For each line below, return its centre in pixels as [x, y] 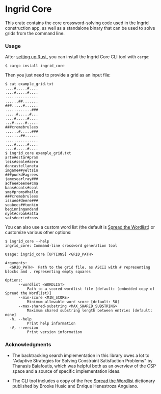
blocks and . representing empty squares [48, 272]
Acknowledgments [28, 345]
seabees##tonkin [22, 205]
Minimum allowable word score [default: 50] [73, 302]
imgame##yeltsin [22, 171]
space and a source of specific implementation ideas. [67, 371]
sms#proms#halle [22, 192]
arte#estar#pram [22, 158]
